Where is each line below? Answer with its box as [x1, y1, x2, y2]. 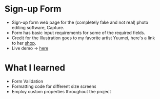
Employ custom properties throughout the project [11, 88, 111, 94]
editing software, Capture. [11, 24, 64, 30]
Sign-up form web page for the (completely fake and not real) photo [11, 19, 149, 25]
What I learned [4, 62, 65, 73]
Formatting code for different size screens [11, 83, 97, 89]
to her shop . [11, 40, 36, 46]
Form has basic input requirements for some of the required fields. [11, 30, 145, 35]
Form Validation [11, 78, 43, 84]
